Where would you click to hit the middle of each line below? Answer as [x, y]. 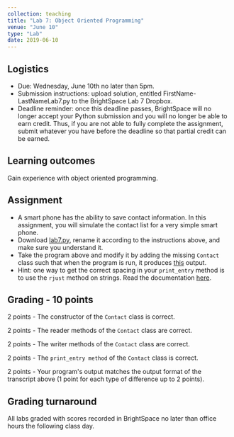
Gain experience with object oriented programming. [83, 178]
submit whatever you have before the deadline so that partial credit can [122, 131]
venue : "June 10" [33, 27]
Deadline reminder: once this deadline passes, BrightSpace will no [114, 108]
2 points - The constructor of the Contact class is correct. [91, 317]
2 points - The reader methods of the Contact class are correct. [100, 331]
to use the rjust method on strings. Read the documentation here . [114, 278]
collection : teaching [39, 14]
